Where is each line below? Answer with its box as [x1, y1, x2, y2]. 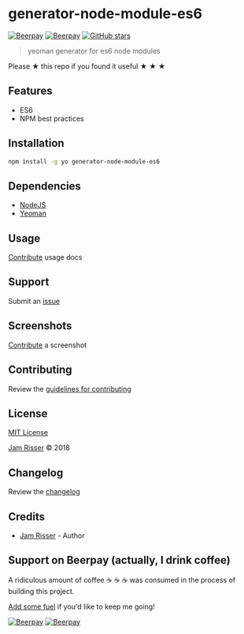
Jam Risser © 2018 [8, 443, 71, 452]
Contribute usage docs [8, 253, 83, 262]
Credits [8, 510, 46, 523]
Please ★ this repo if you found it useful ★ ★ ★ [8, 61, 166, 71]
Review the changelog [8, 487, 80, 497]
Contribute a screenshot [8, 340, 87, 350]
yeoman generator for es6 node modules [27, 46, 161, 55]
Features [8, 84, 53, 98]
